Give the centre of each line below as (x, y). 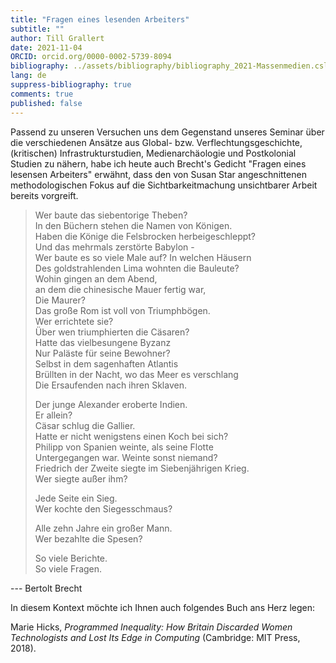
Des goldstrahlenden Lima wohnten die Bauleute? (137, 268)
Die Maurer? (60, 300)
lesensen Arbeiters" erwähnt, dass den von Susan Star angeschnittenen (158, 174)
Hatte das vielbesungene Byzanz (103, 342)
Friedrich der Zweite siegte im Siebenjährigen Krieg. (142, 468)
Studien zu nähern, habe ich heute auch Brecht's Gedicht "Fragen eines (158, 163)
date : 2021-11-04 (46, 47)
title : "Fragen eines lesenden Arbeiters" (100, 19)
